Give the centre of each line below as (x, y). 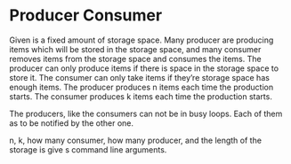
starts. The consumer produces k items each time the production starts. (141, 96)
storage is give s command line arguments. (88, 149)
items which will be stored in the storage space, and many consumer (135, 49)
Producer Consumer (86, 16)
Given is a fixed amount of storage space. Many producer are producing (141, 40)
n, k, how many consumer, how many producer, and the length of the (136, 140)
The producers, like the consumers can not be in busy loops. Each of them (146, 113)
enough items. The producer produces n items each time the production (141, 87)
